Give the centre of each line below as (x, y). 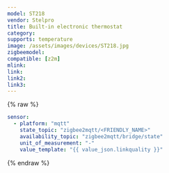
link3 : (17, 85)
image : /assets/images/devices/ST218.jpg (68, 46)
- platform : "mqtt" (42, 124)
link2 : (17, 78)
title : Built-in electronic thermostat (65, 26)
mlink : (17, 65)
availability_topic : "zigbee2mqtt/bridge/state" (91, 136)
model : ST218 (26, 14)
